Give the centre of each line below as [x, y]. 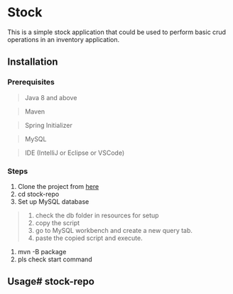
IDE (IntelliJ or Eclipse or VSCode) [75, 153]
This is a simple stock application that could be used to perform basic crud [116, 32]
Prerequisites [31, 82]
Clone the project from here [58, 186]
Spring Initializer [48, 125]
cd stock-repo [38, 194]
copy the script [58, 223]
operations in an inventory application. [63, 39]
